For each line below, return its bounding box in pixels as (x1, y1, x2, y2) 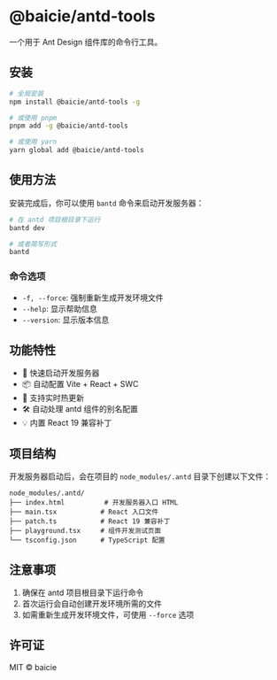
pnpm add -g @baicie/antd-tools (9, 121, 128, 130)
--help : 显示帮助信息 (21, 303, 97, 313)
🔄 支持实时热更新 (21, 392, 84, 404)
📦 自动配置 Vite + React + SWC (21, 379, 139, 390)
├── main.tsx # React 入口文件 (9, 507, 159, 517)
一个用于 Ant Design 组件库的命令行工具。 (9, 36, 163, 47)
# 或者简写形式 (9, 239, 58, 249)
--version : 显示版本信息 (21, 314, 110, 325)
